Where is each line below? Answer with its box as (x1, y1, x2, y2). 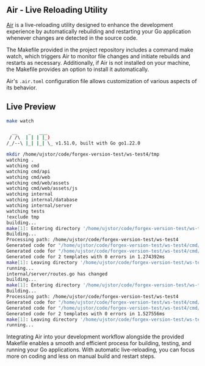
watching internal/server (6, 203, 72, 209)
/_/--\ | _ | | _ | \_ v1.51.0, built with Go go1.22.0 (6, 140, 140, 146)
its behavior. (6, 84, 37, 91)
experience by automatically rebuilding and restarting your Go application (6, 28, 191, 35)
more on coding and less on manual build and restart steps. (6, 353, 156, 360)
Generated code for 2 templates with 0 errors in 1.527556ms (6, 310, 165, 317)
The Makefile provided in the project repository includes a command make (6, 46, 193, 53)
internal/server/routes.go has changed (6, 271, 108, 277)
